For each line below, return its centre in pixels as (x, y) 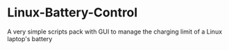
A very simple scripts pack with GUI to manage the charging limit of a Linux (115, 32)
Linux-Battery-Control (73, 13)
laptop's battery (30, 38)
